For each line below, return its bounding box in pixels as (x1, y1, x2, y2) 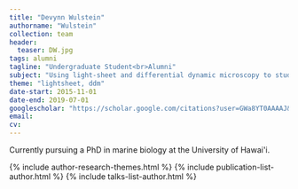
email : (9, 112, 34, 121)
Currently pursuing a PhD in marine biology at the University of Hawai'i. (9, 145, 271, 155)
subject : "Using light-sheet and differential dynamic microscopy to (9, 71, 272, 80)
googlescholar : (9, 104, 66, 113)
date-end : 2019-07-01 (9, 95, 90, 105)
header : (9, 37, 38, 47)
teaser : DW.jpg (17, 46, 74, 55)
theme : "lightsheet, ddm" (9, 79, 105, 88)
